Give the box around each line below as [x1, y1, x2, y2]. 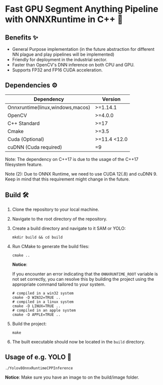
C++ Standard [7, 120, 40, 127]
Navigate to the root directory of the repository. [12, 216, 107, 222]
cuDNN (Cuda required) [7, 143, 62, 150]
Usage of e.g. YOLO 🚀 [5, 353, 72, 362]
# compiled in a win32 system [12, 291, 74, 295]
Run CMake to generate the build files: [12, 243, 89, 249]
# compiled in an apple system [12, 308, 76, 313]
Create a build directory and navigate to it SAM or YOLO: [12, 225, 126, 231]
